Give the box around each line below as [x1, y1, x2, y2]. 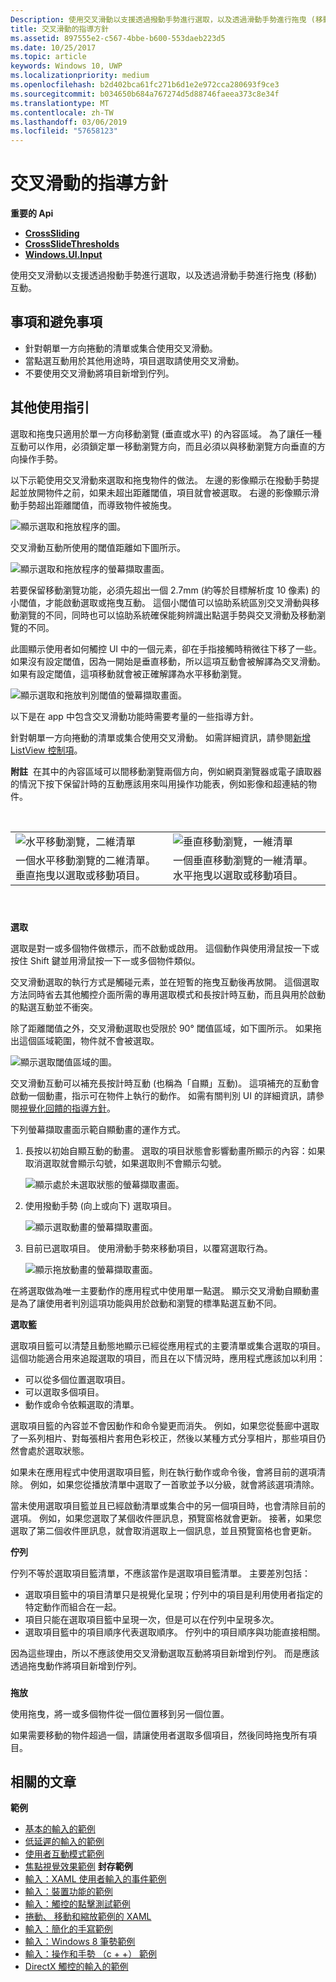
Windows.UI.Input [24, 249, 103, 261]
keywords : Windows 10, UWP [10, 61, 123, 71]
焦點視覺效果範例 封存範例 [24, 1861, 133, 1873]
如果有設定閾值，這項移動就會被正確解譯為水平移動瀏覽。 [10, 667, 247, 680]
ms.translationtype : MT [10, 98, 110, 108]
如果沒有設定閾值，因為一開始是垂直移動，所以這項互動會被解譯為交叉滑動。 [10, 655, 326, 667]
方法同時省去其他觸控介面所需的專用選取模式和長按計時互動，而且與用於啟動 [10, 988, 326, 1000]
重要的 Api [10, 207, 54, 220]
